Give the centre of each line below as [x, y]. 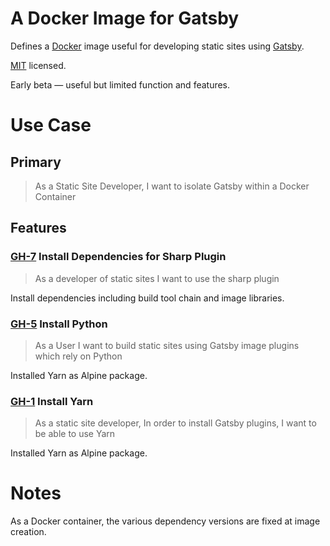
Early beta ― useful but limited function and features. [120, 84]
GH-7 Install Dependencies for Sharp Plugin [118, 257]
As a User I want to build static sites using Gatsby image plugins [167, 345]
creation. [28, 532]
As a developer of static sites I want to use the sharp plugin [157, 278]
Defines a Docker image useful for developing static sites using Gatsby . [157, 46]
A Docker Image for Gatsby [125, 18]
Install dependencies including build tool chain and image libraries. [147, 298]
